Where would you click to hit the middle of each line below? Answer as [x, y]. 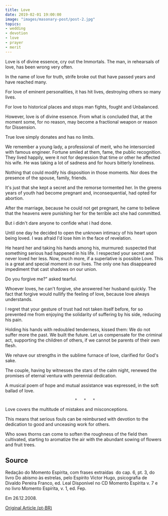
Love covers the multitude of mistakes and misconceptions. [67, 409]
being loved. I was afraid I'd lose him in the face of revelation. [69, 238]
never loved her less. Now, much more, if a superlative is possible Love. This [84, 258]
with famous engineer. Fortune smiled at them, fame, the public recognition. [83, 152]
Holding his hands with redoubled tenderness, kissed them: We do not [78, 329]
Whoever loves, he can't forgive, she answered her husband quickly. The [81, 288]
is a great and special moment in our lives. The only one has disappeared [81, 264]
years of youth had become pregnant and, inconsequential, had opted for [81, 193]
